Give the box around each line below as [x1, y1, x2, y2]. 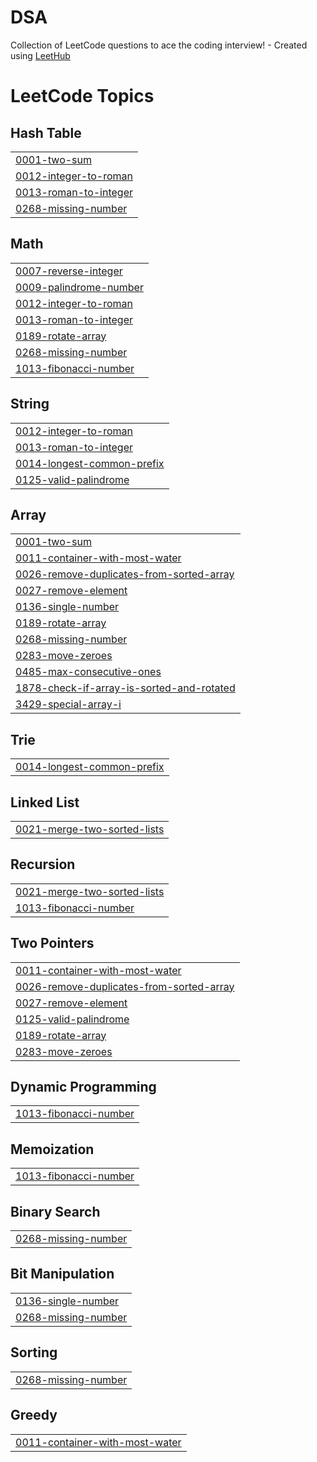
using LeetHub [10, 49, 71, 61]
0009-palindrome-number [15, 280, 144, 294]
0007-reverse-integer [15, 264, 123, 278]
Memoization [10, 1141, 95, 1158]
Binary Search [10, 1203, 101, 1220]
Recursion [10, 856, 76, 873]
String [10, 396, 50, 413]
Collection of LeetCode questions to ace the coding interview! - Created [10, 39, 308, 51]
